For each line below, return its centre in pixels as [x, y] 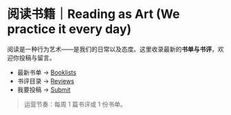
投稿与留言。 [37, 57]
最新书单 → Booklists [47, 72]
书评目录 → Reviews [45, 81]
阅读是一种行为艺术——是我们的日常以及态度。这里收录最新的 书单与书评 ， [112, 49]
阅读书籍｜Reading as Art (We [93, 14]
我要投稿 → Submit [44, 90]
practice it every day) [69, 29]
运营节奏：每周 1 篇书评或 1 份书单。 [75, 104]
